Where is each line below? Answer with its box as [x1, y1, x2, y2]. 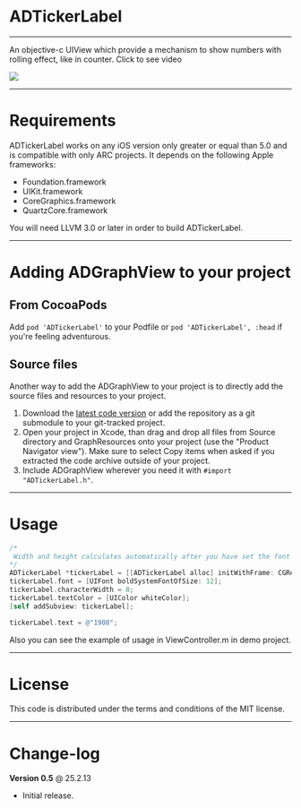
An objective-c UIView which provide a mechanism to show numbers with [9, 44, 282, 55]
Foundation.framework [21, 176, 107, 187]
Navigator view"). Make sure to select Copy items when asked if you [21, 445, 275, 456]
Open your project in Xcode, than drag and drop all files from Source [21, 426, 276, 437]
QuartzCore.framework [21, 204, 108, 216]
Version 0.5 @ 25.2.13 [9, 773, 91, 784]
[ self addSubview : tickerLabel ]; [9, 602, 134, 611]
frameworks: [9, 159, 56, 169]
